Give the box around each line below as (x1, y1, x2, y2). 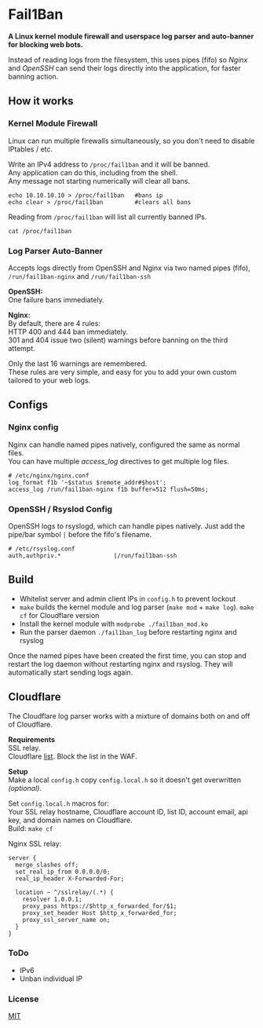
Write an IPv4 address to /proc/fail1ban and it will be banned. (8, 159, 210, 169)
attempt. (8, 343, 35, 353)
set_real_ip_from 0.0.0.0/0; (15, 868, 111, 876)
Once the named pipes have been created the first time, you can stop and (8, 650, 247, 660)
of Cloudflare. (8, 719, 53, 729)
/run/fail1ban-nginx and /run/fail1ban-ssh (8, 271, 152, 280)
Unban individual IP (19, 974, 82, 983)
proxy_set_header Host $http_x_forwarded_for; (22, 909, 177, 916)
